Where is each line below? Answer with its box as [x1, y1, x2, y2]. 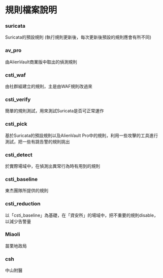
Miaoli [5, 231, 21, 238]
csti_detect [5, 151, 33, 158]
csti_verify [5, 96, 31, 103]
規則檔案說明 [5, 4, 58, 16]
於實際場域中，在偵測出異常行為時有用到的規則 [5, 163, 100, 169]
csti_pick [5, 121, 28, 128]
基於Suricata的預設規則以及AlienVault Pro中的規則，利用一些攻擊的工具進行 [5, 132, 159, 139]
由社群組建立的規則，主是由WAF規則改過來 [5, 84, 93, 90]
